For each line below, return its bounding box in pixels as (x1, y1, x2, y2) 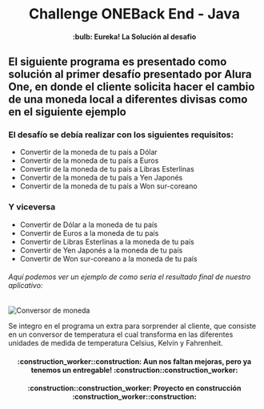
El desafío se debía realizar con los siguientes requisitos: (8, 129, 234, 140)
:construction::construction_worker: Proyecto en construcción (27, 383, 242, 393)
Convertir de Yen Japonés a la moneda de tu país (19, 245, 183, 255)
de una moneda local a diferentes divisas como (8, 93, 248, 107)
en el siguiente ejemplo (8, 105, 126, 119)
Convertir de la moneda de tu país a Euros (19, 156, 159, 165)
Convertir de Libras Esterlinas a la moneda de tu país (19, 237, 194, 246)
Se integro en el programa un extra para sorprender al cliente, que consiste (8, 321, 257, 330)
